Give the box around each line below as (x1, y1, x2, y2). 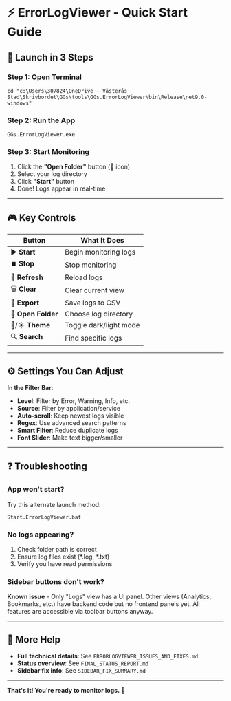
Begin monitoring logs (65, 248, 136, 257)
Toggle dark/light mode (65, 321, 140, 330)
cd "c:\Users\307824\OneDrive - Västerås (7, 87, 128, 94)
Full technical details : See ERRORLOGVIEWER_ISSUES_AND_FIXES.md (16, 652, 199, 660)
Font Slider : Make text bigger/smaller (16, 433, 123, 442)
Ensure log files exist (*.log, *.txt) (16, 552, 110, 561)
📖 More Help (7, 634, 60, 645)
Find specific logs (65, 333, 122, 343)
